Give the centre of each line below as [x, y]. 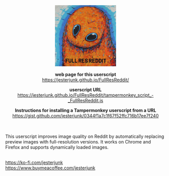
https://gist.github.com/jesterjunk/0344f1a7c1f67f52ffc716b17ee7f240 [86, 116]
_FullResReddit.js [86, 100]
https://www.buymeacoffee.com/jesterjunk [50, 168]
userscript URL [86, 90]
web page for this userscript [86, 74]
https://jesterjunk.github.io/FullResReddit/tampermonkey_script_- [86, 95]
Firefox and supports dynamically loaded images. [57, 147]
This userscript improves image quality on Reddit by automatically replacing [85, 136]
